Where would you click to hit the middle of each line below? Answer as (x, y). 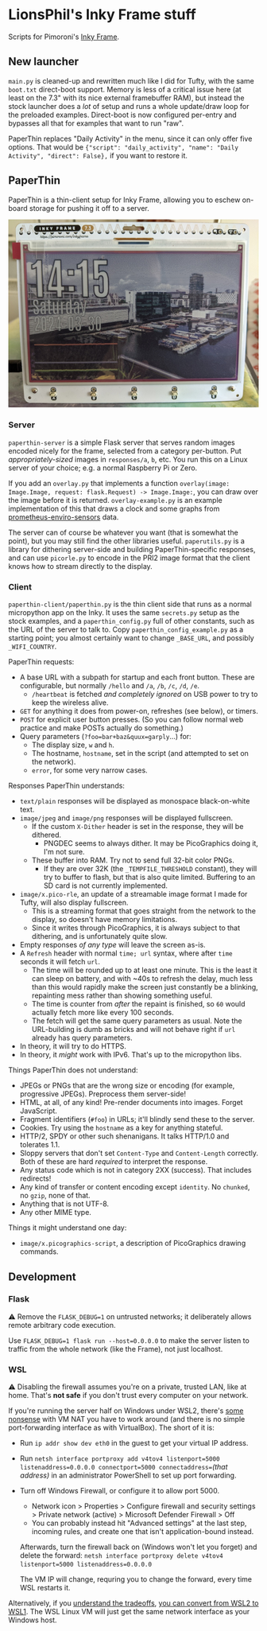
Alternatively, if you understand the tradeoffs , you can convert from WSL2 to (133, 1603)
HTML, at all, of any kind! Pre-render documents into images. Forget (132, 1103)
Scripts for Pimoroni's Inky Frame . (64, 37)
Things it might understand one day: (68, 1228)
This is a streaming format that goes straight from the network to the (144, 911)
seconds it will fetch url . (60, 962)
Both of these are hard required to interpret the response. (114, 1162)
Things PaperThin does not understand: (73, 1070)
